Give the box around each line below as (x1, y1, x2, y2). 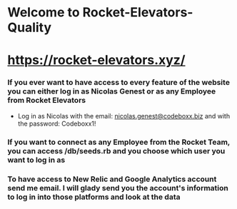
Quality (7, 19, 52, 36)
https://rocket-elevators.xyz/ (7, 52, 186, 68)
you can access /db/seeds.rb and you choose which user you (7, 146, 226, 156)
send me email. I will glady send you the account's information (7, 183, 228, 193)
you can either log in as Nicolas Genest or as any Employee (7, 86, 216, 96)
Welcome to (7, 4, 80, 21)
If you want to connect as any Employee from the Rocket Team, (7, 137, 231, 147)
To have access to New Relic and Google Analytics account (7, 174, 217, 184)
